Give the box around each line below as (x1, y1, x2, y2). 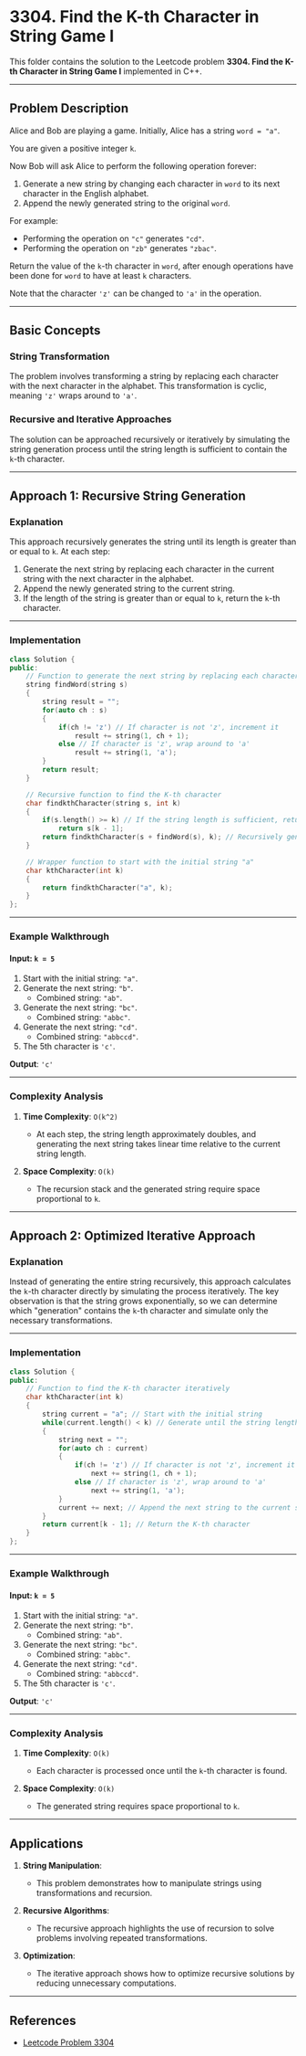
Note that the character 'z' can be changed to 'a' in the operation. (9, 288, 262, 299)
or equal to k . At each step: (9, 546, 111, 557)
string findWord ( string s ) (25, 680, 128, 690)
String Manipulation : (22, 1861, 102, 1871)
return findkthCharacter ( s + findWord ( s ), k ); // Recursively (42, 833, 283, 842)
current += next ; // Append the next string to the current (57, 1502, 291, 1513)
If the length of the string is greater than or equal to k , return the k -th (22, 593, 280, 604)
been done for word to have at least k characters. (9, 269, 192, 280)
